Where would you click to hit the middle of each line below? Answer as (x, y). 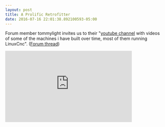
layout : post (19, 10)
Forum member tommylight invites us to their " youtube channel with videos (82, 33)
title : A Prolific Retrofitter (38, 14)
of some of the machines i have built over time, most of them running (76, 38)
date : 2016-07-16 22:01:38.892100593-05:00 (51, 19)
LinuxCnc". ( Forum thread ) (32, 44)
